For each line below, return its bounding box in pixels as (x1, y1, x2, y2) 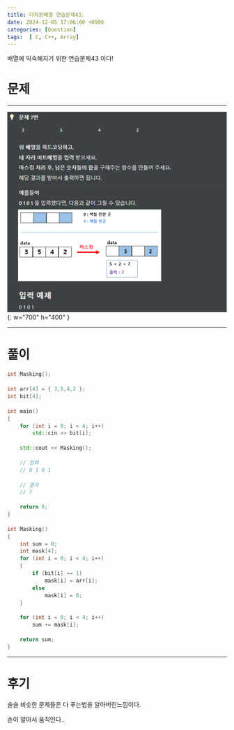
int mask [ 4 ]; (19, 548, 58, 555)
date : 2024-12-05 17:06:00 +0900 (7, 18, 104, 26)
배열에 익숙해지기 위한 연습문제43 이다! (7, 54, 114, 63)
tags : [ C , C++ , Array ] (7, 34, 79, 41)
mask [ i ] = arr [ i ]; (44, 577, 98, 584)
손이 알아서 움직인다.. (7, 715, 65, 723)
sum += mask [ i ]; (32, 622, 79, 629)
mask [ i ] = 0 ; (44, 592, 82, 599)
